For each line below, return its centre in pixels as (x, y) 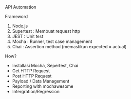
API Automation (21, 7)
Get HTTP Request (31, 71)
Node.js (20, 26)
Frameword (17, 16)
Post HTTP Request (32, 76)
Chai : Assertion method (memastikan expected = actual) (69, 47)
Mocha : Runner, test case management (52, 41)
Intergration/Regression (36, 91)
